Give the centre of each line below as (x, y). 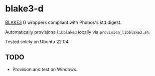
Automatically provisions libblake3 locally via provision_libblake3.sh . (78, 32)
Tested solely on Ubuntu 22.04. (37, 41)
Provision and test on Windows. (45, 69)
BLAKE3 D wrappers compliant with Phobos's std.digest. (63, 22)
